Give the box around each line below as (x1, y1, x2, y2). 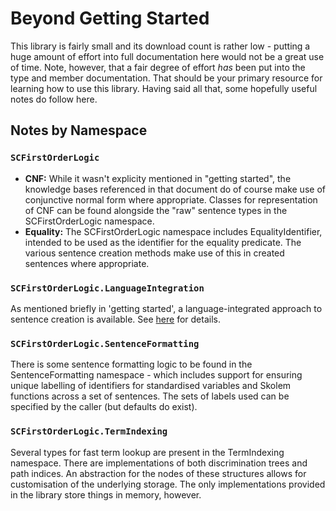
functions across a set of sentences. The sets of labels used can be (10, 390, 290, 402)
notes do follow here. (10, 93, 98, 105)
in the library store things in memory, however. (10, 488, 202, 501)
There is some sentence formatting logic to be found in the (10, 358, 253, 371)
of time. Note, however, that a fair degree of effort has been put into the (10, 61, 306, 73)
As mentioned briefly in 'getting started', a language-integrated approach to (10, 302, 323, 314)
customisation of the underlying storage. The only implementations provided (10, 478, 326, 490)
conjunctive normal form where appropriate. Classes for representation (24, 193, 318, 206)
